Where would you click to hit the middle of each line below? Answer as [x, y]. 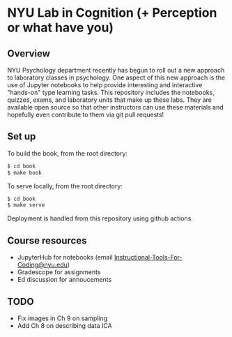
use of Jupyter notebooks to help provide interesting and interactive [105, 85]
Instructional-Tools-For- [148, 257]
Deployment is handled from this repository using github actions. [100, 218]
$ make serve [26, 205]
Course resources [47, 240]
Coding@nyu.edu [42, 265]
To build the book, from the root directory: [67, 153]
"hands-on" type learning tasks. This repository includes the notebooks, [111, 92]
